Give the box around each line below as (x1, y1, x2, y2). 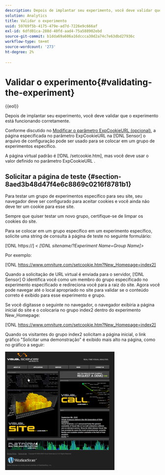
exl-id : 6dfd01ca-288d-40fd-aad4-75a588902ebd (5, 29, 102, 34)
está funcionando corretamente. (5, 118, 70, 124)
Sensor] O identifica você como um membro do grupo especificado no (5, 276, 148, 283)
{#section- (87, 172, 122, 181)
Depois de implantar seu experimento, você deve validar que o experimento (5, 113, 159, 119)
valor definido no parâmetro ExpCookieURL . (5, 158, 96, 164)
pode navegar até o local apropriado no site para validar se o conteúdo (5, 287, 149, 293)
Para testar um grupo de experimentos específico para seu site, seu (5, 193, 142, 199)
